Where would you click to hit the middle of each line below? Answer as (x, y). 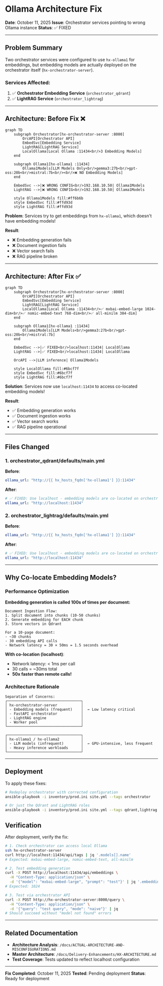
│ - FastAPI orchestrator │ (44, 714)
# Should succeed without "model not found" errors (58, 913)
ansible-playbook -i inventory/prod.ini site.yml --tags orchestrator (78, 797)
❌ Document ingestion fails (39, 245)
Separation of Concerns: (30, 697)
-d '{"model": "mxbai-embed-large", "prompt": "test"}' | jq (73, 882)
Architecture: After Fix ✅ (43, 276)
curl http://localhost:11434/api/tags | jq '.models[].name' (68, 855)
